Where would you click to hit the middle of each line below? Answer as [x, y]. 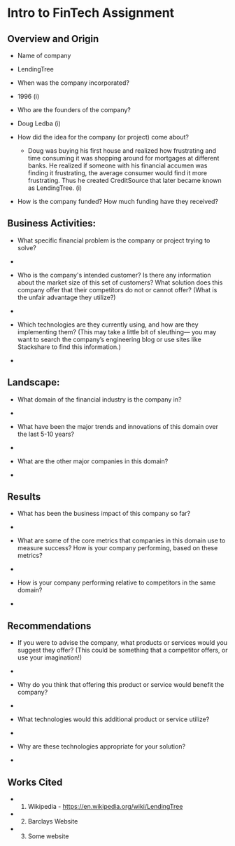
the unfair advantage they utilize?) [66, 297]
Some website [48, 836]
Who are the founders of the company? [74, 110]
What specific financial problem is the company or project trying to [114, 240]
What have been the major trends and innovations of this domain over [118, 426]
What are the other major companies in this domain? [93, 461]
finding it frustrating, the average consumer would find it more [117, 173]
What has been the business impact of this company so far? [104, 514]
